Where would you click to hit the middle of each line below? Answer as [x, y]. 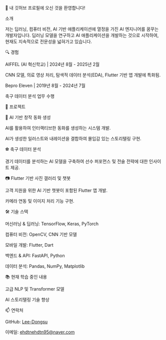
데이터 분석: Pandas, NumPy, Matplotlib [45, 266]
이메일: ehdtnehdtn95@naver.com [40, 332]
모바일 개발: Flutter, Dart [29, 245]
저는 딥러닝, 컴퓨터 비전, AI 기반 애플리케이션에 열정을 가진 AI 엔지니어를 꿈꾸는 [82, 29]
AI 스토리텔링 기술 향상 [27, 300]
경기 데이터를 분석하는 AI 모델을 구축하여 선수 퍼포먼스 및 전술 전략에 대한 [77, 161]
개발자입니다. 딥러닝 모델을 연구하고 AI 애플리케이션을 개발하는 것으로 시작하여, [82, 35]
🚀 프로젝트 [15, 107]
